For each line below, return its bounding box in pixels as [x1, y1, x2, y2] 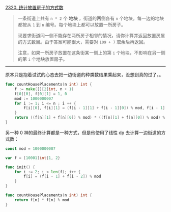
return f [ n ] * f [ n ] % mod [14, 197, 70, 202]
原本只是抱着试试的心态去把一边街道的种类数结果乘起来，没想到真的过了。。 [5, 72, 164, 77]
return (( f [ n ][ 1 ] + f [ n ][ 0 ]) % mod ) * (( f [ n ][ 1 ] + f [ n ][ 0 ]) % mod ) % [14, 115, 165, 120]
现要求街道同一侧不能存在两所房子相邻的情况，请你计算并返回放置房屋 [17, 33, 165, 38]
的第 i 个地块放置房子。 [17, 56, 68, 62]
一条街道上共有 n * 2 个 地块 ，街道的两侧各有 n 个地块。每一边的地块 [17, 15, 164, 21]
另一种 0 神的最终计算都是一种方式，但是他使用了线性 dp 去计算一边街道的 [5, 129, 161, 136]
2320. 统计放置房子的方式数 [5, 5, 64, 10]
